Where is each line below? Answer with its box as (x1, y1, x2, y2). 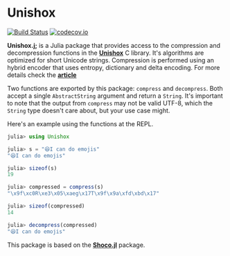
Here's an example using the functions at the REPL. (7, 119, 154, 128)
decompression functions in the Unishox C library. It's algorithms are (7, 49, 204, 57)
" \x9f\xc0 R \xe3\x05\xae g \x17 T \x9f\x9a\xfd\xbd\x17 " (7, 190, 159, 197)
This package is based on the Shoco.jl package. (7, 241, 145, 249)
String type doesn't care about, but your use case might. (7, 106, 170, 114)
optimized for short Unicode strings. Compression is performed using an (7, 56, 215, 64)
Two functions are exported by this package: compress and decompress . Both (7, 84, 223, 92)
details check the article (7, 71, 77, 79)
